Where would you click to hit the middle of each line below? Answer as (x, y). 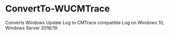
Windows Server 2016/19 (31, 27)
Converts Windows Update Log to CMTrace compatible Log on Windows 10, (85, 22)
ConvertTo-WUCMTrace (58, 9)
